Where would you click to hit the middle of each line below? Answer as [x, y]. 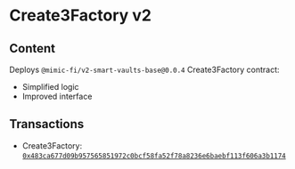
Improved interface [57, 96]
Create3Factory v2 [80, 16]
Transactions [47, 124]
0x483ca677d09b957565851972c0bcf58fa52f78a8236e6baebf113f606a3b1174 [154, 156]
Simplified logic [50, 87]
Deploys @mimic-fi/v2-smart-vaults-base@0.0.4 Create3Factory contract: [144, 69]
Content [33, 48]
